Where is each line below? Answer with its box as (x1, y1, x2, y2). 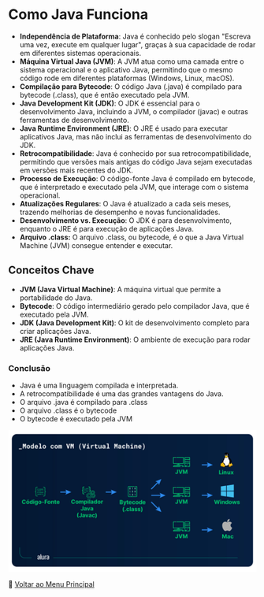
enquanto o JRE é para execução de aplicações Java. (19, 224, 195, 233)
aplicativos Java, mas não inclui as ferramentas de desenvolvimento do (19, 132, 252, 141)
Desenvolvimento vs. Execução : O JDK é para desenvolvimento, (19, 215, 232, 225)
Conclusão (8, 362, 51, 373)
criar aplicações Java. (19, 326, 92, 336)
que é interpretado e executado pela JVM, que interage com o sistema (19, 182, 249, 191)
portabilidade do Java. (19, 293, 93, 302)
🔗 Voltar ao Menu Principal (8, 580, 95, 589)
